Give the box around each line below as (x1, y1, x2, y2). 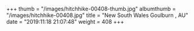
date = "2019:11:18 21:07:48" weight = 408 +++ (6, 18, 124, 25)
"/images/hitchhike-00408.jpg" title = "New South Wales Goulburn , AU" (6, 12, 189, 19)
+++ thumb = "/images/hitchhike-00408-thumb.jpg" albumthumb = (6, 5, 176, 12)
